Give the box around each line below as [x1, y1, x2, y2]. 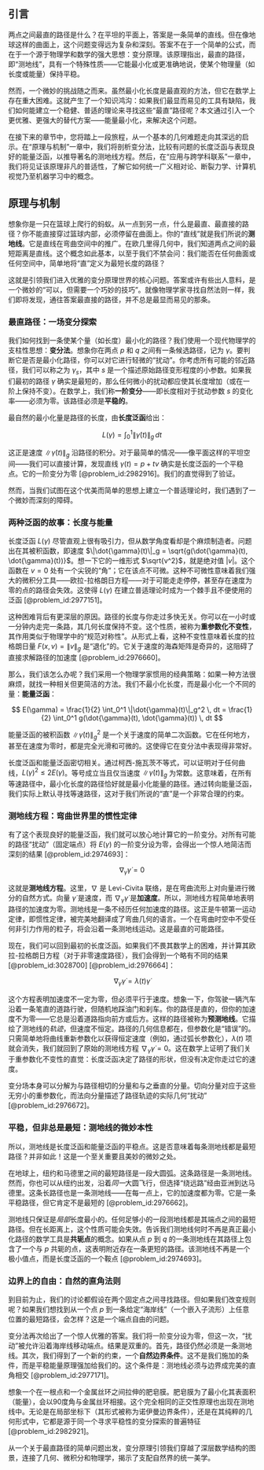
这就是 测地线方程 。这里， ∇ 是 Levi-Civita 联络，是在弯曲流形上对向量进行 [8, 883, 249, 893]
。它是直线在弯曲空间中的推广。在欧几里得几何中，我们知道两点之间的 [22, 238, 249, 248]
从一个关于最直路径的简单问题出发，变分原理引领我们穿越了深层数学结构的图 [8, 1443, 256, 1453]
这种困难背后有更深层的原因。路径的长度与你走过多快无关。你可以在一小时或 [8, 612, 256, 621]
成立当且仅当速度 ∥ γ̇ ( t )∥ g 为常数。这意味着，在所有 [85, 768, 252, 779]
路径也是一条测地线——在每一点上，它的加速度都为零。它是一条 [49, 1188, 256, 1197]
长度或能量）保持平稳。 [8, 69, 84, 79]
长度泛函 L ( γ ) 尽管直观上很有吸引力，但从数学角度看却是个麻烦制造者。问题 [8, 536, 252, 546]
